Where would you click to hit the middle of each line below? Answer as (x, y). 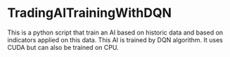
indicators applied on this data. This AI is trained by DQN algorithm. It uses (115, 39)
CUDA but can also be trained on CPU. (63, 47)
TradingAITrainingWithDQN (90, 13)
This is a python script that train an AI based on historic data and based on (115, 32)
